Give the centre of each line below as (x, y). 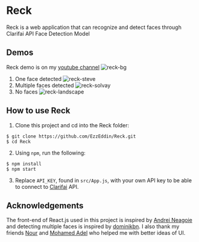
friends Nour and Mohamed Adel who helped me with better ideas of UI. (96, 233)
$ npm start (21, 169)
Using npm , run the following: (50, 153)
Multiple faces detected (44, 85)
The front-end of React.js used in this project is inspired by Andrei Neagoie (99, 220)
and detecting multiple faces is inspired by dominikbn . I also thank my (93, 226)
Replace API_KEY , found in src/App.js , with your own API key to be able (103, 180)
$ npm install (24, 164)
